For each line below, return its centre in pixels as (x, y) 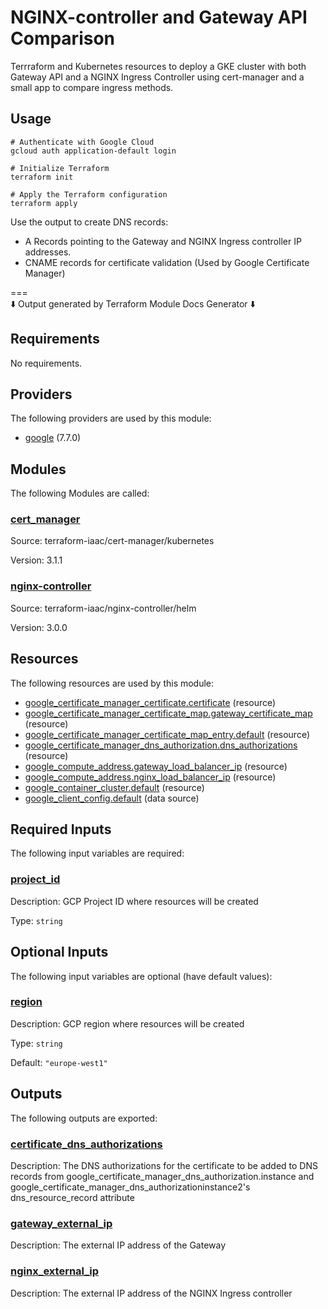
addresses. (48, 252)
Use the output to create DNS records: (89, 222)
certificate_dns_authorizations (86, 1144)
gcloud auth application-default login (93, 151)
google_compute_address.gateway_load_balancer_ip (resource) (156, 766)
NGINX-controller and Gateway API (159, 17)
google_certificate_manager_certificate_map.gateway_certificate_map (168, 713)
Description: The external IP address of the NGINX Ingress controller (151, 1293)
